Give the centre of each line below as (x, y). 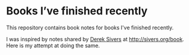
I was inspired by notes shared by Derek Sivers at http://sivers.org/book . (95, 39)
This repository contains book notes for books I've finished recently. (90, 27)
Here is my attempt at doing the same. (53, 45)
